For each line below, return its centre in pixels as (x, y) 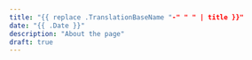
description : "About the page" (67, 34)
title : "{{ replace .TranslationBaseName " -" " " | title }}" (126, 17)
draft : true (31, 42)
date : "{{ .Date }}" (47, 26)
